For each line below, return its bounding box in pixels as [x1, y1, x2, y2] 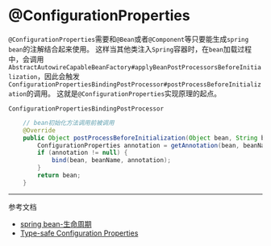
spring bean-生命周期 [19, 219, 92, 228]
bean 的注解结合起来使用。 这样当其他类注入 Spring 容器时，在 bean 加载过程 [8, 44, 252, 54]
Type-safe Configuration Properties [19, 228, 139, 238]
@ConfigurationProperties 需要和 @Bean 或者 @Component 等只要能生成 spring [8, 34, 249, 44]
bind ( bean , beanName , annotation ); [51, 156, 172, 165]
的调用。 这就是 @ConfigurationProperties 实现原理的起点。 [26, 88, 222, 98]
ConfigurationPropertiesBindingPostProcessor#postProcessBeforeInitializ [8, 80, 262, 89]
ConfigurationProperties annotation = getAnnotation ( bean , [37, 141, 240, 149]
